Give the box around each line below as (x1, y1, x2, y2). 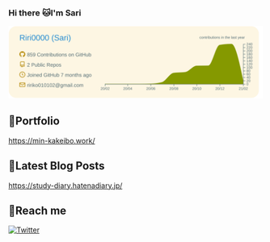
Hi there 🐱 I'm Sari (8, 7, 82, 19)
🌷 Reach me (8, 204, 67, 218)
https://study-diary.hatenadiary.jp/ (8, 181, 123, 190)
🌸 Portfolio (8, 115, 61, 128)
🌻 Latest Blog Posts (8, 159, 105, 173)
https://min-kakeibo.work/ (8, 136, 95, 145)
